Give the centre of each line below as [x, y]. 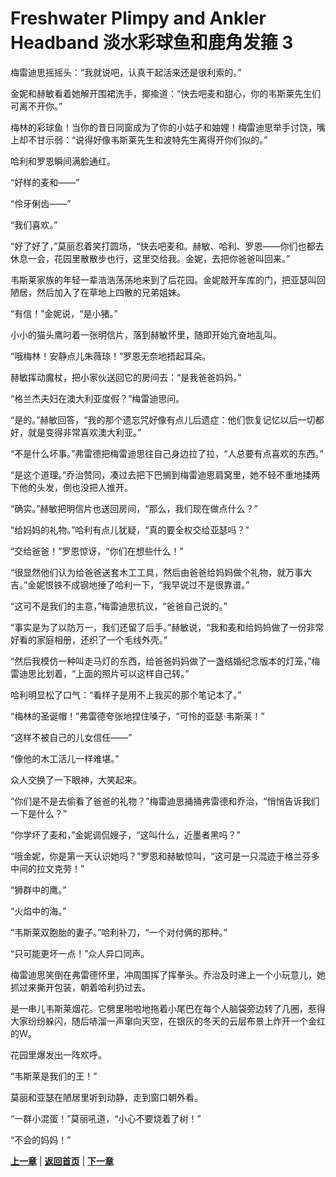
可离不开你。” [36, 106]
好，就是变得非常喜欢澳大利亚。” [76, 432]
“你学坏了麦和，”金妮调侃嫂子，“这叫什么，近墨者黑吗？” [125, 834]
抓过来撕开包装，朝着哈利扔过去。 [80, 987]
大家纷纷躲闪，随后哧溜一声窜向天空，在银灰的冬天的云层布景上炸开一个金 [163, 1021]
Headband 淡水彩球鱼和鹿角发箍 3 [152, 43]
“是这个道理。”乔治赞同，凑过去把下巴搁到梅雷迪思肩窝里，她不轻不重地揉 [161, 474]
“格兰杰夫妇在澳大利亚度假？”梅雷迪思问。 [97, 398]
